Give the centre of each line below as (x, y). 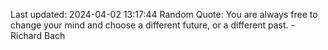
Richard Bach (38, 35)
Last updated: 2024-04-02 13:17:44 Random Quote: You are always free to (164, 14)
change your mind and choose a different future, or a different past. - (152, 25)
